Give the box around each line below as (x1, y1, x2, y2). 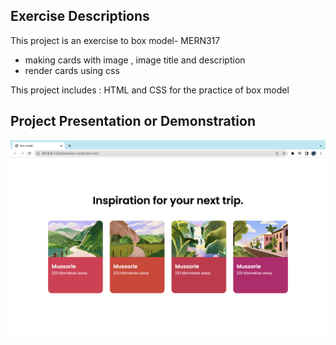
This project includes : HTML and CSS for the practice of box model (10, 84, 290, 96)
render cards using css (24, 64, 120, 76)
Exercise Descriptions (10, 8, 150, 25)
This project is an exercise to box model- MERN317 (10, 34, 221, 46)
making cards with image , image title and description (24, 54, 246, 66)
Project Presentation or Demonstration (10, 113, 256, 130)
